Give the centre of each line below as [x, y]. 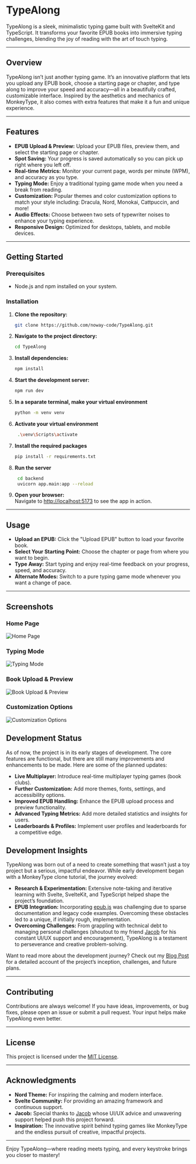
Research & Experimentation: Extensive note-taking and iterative [93, 888]
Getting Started [35, 257]
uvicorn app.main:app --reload [55, 484]
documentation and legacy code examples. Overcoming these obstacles [101, 913]
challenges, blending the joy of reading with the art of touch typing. [87, 39]
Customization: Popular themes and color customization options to [95, 196]
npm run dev [29, 391]
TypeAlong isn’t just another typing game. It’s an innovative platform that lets [98, 77]
